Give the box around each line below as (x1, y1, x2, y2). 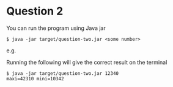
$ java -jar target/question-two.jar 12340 (6, 70, 119, 77)
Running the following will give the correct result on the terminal (6, 58, 167, 66)
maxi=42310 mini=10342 (6, 75, 64, 82)
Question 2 (6, 4, 64, 18)
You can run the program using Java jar (6, 24, 106, 32)
